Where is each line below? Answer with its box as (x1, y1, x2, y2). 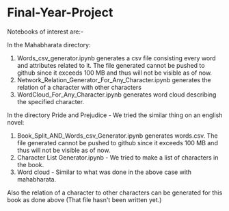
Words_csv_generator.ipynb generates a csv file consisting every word (16, 53, 217, 62)
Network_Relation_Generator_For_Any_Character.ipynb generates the (16, 75, 211, 84)
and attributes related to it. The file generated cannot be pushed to (16, 61, 205, 69)
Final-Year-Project (7, 5, 113, 21)
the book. (16, 160, 44, 169)
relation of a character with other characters (16, 83, 142, 91)
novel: (7, 118, 25, 126)
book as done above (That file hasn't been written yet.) (7, 195, 162, 203)
